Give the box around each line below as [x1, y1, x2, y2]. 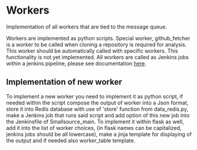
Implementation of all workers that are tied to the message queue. [6, 23, 167, 30]
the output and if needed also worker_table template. [6, 137, 135, 144]
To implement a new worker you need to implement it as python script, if [6, 92, 183, 100]
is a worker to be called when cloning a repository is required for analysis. [6, 41, 187, 48]
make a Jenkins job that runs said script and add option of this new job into [6, 111, 190, 119]
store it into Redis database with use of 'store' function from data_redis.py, [6, 105, 189, 113]
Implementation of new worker [6, 77, 122, 87]
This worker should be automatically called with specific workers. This [6, 47, 178, 54]
